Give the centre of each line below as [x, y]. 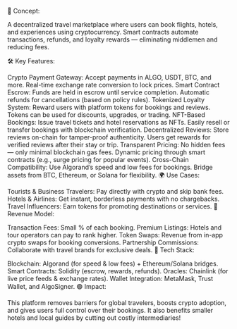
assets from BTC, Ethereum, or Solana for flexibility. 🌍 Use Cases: [103, 175]
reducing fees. [28, 47]
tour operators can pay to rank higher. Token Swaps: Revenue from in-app [115, 235]
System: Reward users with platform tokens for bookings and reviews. [109, 107]
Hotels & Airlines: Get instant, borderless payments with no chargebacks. [114, 199]
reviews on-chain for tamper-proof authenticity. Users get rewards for [109, 137]
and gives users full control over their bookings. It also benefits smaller [110, 310]
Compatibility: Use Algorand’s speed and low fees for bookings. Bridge [110, 167]
